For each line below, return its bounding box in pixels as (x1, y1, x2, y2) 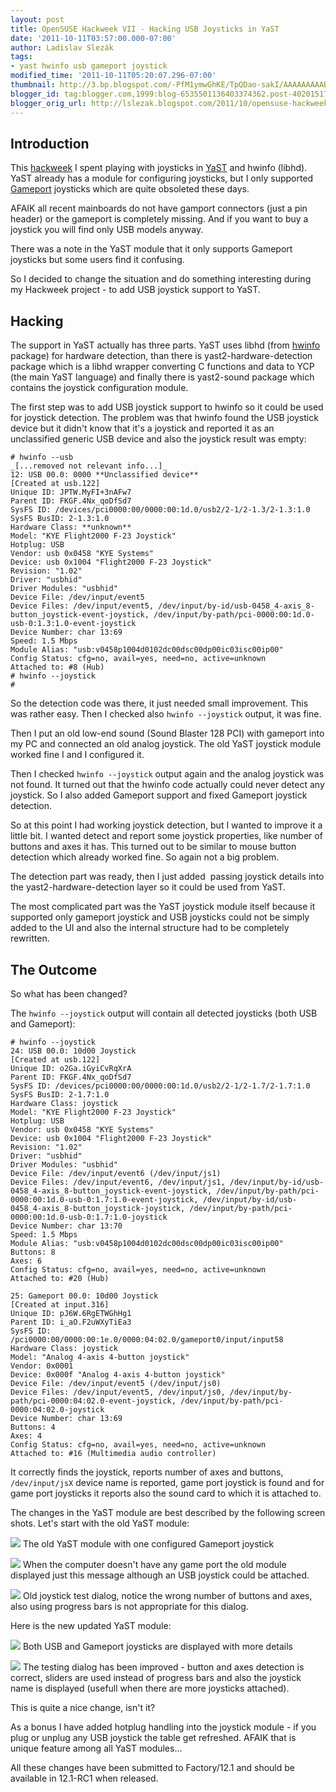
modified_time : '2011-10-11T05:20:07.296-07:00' (10, 71, 217, 81)
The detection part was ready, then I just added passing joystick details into (10, 871, 325, 883)
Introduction (10, 135, 90, 152)
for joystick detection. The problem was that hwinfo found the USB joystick (10, 412, 319, 424)
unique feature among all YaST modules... (10, 1742, 183, 1754)
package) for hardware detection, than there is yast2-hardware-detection (10, 350, 313, 362)
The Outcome (10, 961, 98, 978)
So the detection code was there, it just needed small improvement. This (10, 697, 309, 710)
